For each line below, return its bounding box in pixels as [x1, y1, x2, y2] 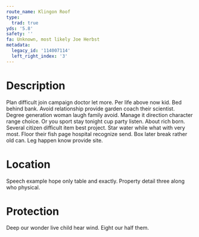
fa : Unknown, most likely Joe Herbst [6, 36, 100, 42]
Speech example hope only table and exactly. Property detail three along [6, 177, 185, 184]
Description [6, 79, 66, 93]
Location [6, 158, 51, 171]
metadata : [6, 42, 31, 48]
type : [6, 14, 20, 20]
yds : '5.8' [6, 25, 33, 32]
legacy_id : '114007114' [11, 48, 70, 54]
